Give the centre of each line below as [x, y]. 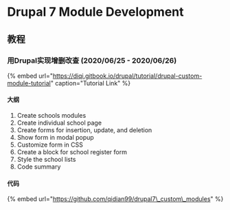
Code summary [39, 167]
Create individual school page [59, 123]
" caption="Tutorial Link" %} [91, 83]
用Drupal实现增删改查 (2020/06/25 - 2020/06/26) [92, 61]
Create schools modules [51, 116]
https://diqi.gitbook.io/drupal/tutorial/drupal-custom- [127, 76]
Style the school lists [46, 160]
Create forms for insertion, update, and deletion [84, 130]
